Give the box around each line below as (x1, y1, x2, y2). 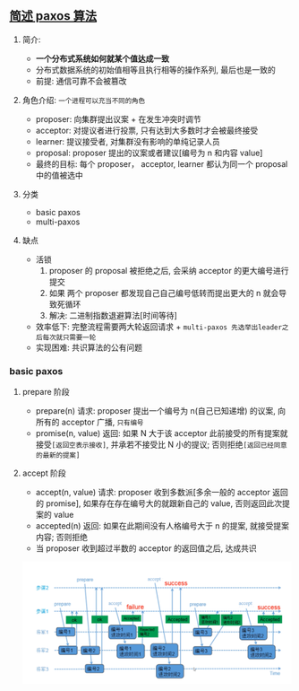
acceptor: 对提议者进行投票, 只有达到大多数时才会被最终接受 (35, 125, 259, 136)
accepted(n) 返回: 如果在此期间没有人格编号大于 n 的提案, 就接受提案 (35, 520, 289, 531)
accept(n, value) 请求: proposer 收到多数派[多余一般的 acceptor (35, 487, 270, 498)
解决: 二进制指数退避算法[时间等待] (48, 310, 177, 320)
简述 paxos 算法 (9, 8, 97, 24)
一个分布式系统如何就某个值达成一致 (35, 53, 170, 64)
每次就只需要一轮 (42, 333, 97, 342)
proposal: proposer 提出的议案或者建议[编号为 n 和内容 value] (35, 147, 263, 158)
